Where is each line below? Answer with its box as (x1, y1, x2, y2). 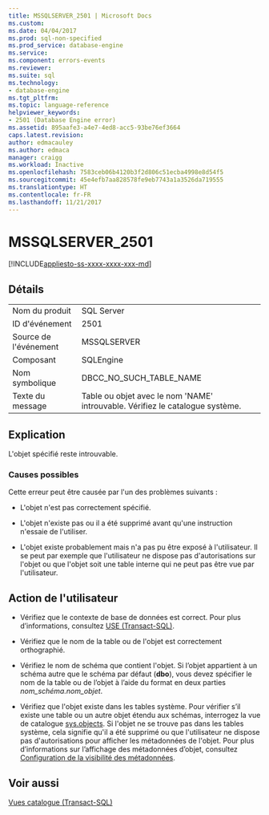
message (12, 400, 47, 412)
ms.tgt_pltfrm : (8, 94, 59, 102)
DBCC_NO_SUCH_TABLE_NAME (81, 372, 202, 383)
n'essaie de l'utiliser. (19, 527, 88, 537)
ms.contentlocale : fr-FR (8, 190, 91, 199)
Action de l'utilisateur (8, 591, 118, 605)
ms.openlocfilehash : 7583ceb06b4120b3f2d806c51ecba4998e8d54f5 (8, 168, 224, 176)
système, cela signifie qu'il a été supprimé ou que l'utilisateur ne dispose (19, 728, 260, 737)
